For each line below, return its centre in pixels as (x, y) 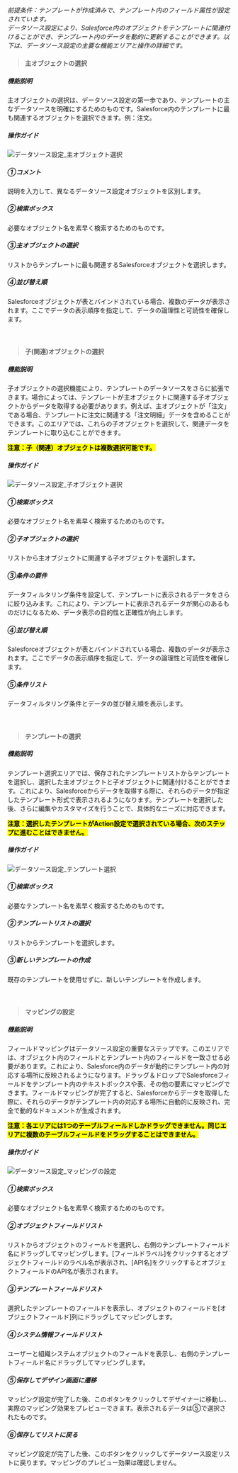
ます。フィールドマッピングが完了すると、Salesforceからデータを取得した (121, 1093)
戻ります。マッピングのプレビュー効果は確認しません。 (100, 1462)
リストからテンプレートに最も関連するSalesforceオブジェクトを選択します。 (119, 264)
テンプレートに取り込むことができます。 (66, 433)
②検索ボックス (30, 209)
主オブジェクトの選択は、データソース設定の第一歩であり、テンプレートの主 (119, 100)
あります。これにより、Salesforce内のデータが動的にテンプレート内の (121, 1066)
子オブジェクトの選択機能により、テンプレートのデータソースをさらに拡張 (116, 388)
